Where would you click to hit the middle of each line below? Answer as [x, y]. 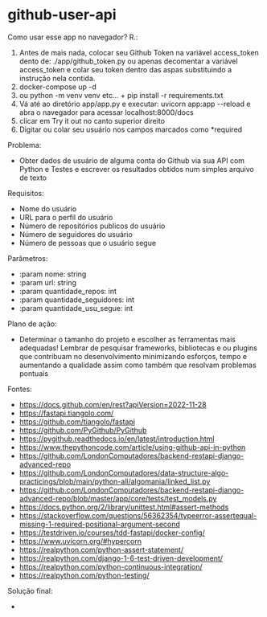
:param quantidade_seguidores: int [76, 300]
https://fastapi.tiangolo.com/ [66, 413]
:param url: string [48, 282]
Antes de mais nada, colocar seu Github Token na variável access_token [139, 52]
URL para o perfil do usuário [66, 217]
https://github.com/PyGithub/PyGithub [83, 430]
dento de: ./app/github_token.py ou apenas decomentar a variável [128, 61]
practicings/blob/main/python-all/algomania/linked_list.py [115, 481]
